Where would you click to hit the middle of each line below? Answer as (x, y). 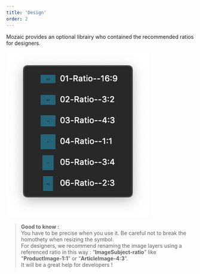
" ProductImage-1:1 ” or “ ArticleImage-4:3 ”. (74, 258)
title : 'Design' (26, 13)
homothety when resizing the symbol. (67, 239)
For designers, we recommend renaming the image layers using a (101, 245)
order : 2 (17, 19)
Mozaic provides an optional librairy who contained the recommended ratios (100, 36)
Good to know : (40, 226)
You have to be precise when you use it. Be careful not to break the (104, 233)
